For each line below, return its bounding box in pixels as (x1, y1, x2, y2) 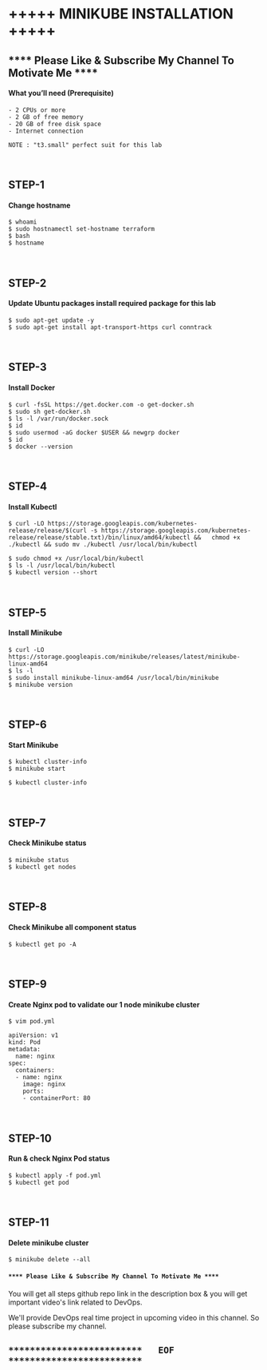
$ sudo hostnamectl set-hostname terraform (8, 225, 155, 233)
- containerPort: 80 (22, 1094, 91, 1102)
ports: (22, 1087, 45, 1095)
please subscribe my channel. (8, 1321, 107, 1331)
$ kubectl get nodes (8, 863, 77, 871)
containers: (15, 1066, 56, 1074)
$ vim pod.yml (8, 1018, 56, 1026)
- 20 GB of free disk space (8, 120, 102, 128)
